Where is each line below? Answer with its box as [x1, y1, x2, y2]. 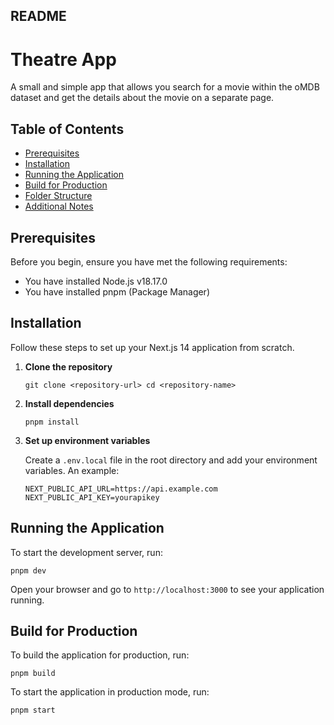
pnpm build [10, 669, 56, 679]
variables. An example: [24, 464, 120, 476]
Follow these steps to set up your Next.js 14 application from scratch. [10, 341, 295, 353]
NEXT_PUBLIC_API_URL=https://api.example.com [24, 484, 218, 494]
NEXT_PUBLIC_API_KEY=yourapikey [24, 492, 160, 503]
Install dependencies [24, 397, 115, 409]
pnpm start [10, 705, 56, 716]
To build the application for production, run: [10, 649, 190, 661]
